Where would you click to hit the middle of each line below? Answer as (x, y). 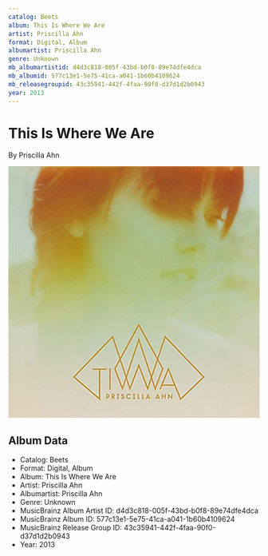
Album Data (38, 441)
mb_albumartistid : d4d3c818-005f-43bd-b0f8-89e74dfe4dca (105, 68)
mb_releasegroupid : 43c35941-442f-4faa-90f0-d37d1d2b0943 (106, 84)
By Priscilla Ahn (34, 155)
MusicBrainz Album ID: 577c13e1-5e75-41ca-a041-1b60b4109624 (127, 519)
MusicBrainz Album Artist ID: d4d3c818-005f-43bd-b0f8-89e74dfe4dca (139, 510)
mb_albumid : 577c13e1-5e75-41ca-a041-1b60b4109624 (94, 76)
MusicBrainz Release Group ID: (71, 528)
